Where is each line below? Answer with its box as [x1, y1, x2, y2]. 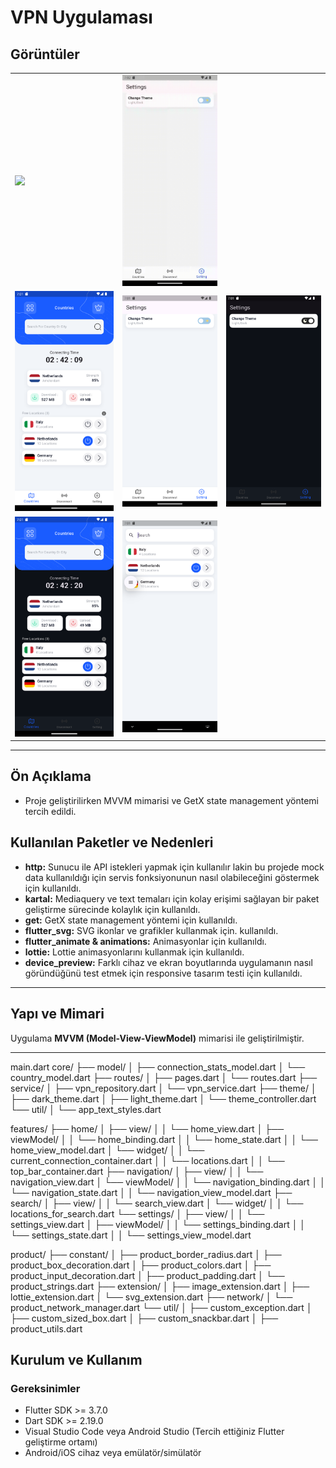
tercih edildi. [24, 805, 77, 817]
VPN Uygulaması [10, 6, 153, 29]
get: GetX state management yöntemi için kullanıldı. [24, 914, 238, 926]
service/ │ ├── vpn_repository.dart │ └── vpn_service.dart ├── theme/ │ [10, 1082, 317, 1094]
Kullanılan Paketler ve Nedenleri [10, 834, 214, 851]
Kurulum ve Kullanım [10, 1351, 143, 1368]
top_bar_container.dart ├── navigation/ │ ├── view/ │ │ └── [10, 1165, 264, 1177]
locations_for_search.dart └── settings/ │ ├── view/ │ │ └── [10, 1207, 265, 1220]
